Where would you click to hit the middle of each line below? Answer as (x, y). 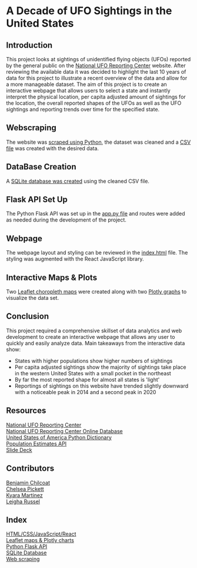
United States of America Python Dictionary (59, 437)
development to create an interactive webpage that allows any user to (91, 336)
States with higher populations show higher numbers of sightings (94, 361)
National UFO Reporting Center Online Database (64, 431)
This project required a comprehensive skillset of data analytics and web (94, 331)
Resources (26, 411)
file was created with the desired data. (52, 148)
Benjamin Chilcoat (28, 483)
